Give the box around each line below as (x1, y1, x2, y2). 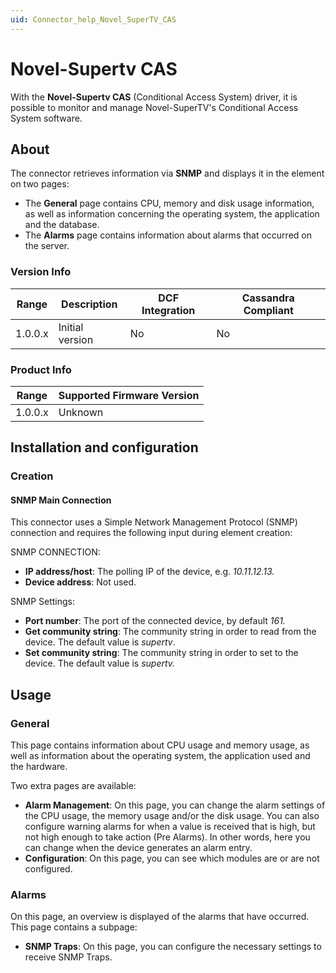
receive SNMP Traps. (24, 951, 113, 963)
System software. (10, 112, 83, 124)
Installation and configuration (10, 439, 199, 456)
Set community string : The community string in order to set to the (24, 647, 299, 659)
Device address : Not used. (24, 576, 137, 588)
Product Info (10, 362, 72, 376)
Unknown (58, 405, 104, 419)
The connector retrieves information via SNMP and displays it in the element (10, 167, 325, 180)
